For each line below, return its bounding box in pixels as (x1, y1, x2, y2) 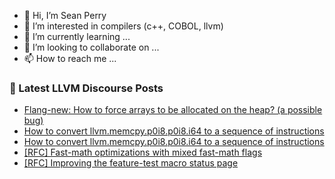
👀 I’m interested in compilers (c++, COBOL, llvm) (23, 20, 224, 32)
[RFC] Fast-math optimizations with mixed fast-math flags (23, 146, 263, 159)
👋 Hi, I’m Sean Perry (23, 10, 107, 21)
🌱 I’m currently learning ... (23, 31, 131, 42)
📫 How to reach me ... (23, 53, 117, 64)
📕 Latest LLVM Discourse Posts (9, 81, 164, 95)
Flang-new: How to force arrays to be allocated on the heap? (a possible (23, 104, 323, 116)
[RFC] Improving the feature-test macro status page (23, 157, 239, 169)
